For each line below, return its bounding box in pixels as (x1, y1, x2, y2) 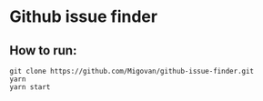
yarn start (9, 83, 51, 92)
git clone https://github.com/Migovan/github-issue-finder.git (9, 66, 255, 76)
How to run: (9, 43, 77, 58)
